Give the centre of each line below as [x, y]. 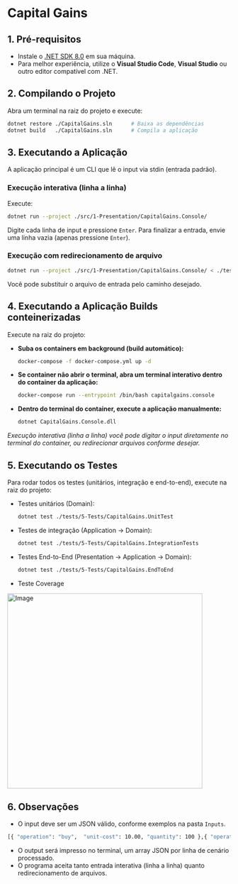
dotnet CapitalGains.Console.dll [67, 422]
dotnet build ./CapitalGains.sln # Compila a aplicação [103, 130]
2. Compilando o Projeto [62, 94]
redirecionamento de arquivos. [62, 873]
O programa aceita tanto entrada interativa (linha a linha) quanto [111, 866]
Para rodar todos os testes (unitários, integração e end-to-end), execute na [117, 482]
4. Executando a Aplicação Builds [83, 306]
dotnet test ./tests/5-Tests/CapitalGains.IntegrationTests [108, 543]
